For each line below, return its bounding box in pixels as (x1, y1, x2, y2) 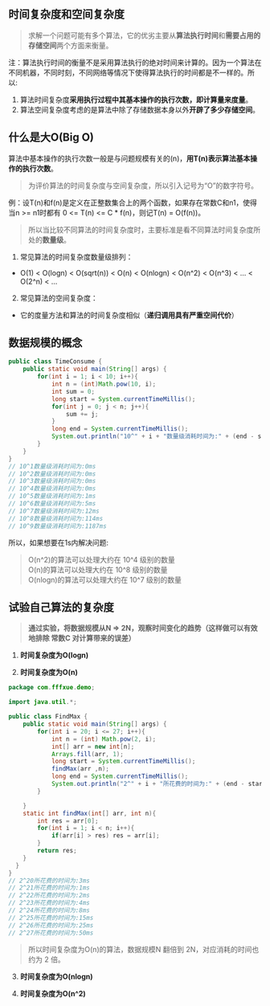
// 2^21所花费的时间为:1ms (8, 884, 90, 892)
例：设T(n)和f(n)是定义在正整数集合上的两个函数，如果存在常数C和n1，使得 (8, 198, 257, 207)
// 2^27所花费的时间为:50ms (8, 929, 94, 937)
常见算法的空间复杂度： (19, 292, 98, 303)
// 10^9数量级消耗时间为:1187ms (8, 521, 107, 530)
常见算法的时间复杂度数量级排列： (19, 251, 133, 261)
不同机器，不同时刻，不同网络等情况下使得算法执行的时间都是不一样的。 (8, 67, 247, 77)
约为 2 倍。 (27, 955, 66, 964)
